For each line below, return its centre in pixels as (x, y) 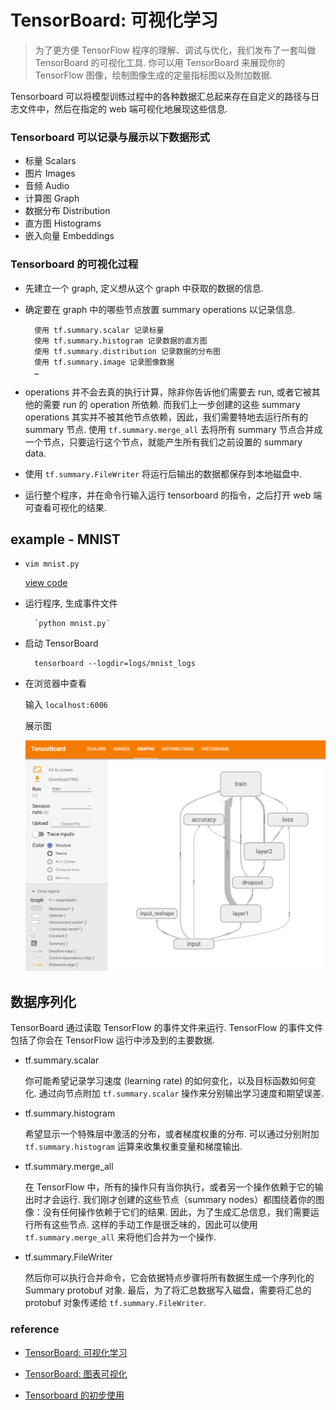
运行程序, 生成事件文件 (71, 603)
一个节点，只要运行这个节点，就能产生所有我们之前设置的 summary (163, 442)
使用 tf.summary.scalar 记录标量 (99, 330)
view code (46, 583)
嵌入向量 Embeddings (69, 236)
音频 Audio (47, 186)
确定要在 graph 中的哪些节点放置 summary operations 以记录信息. (160, 309)
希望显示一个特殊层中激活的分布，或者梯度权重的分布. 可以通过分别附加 (172, 1134)
